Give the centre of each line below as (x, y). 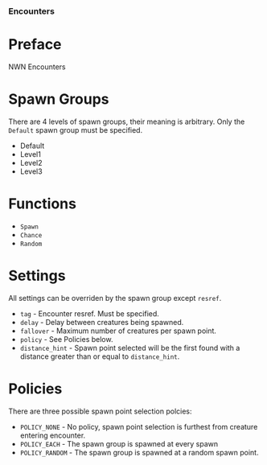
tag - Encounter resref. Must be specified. (89, 313)
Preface (35, 45)
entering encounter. (53, 435)
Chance (31, 235)
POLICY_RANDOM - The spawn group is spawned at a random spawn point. (139, 452)
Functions (42, 204)
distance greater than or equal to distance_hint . (100, 356)
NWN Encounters (37, 67)
